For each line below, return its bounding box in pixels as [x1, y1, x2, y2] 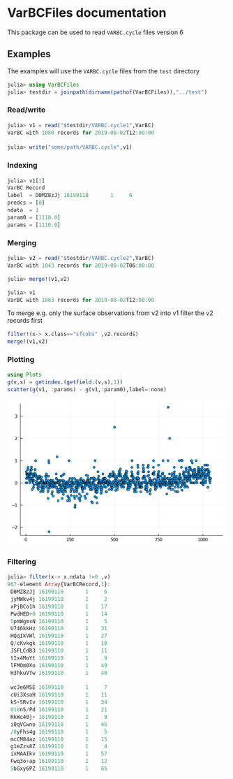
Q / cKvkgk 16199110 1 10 [10, 640, 108, 647]
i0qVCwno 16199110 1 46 [10, 721, 108, 728]
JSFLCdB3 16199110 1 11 [10, 648, 108, 655]
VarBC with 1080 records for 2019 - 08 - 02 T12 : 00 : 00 [7, 129, 155, 136]
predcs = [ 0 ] [7, 199, 45, 207]
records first [7, 316, 43, 325]
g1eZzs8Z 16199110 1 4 [10, 743, 108, 750]
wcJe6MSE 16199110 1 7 [10, 684, 108, 691]
